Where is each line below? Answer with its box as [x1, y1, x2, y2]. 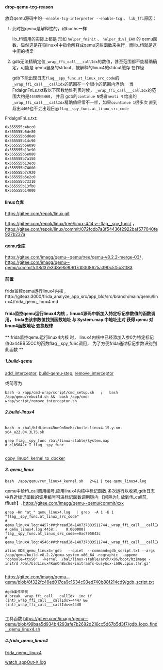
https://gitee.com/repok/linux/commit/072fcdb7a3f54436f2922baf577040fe [5, 226, 158, 232]
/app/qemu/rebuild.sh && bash [5, 394, 68, 399]
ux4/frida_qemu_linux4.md [5, 298, 58, 304]
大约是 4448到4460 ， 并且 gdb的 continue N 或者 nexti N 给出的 [16, 93, 137, 99]
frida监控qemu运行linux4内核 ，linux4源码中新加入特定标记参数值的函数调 [5, 310, 156, 316]
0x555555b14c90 [5, 138, 36, 143]
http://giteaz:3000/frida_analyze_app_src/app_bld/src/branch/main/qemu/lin [5, 293, 158, 299]
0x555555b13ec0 [5, 161, 36, 166]
